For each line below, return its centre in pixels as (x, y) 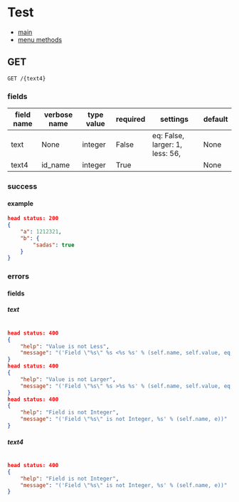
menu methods (40, 39)
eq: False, (168, 136)
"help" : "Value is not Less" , (65, 346)
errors (18, 276)
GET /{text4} (27, 78)
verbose (58, 115)
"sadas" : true (54, 245)
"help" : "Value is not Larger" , (68, 379)
